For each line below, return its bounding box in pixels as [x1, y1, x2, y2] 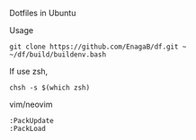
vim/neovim [9, 99, 53, 109]
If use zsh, [9, 66, 49, 76]
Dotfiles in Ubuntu [9, 8, 76, 18]
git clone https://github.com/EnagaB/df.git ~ [9, 42, 187, 51]
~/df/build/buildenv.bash [9, 50, 106, 59]
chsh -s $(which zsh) [9, 83, 91, 92]
